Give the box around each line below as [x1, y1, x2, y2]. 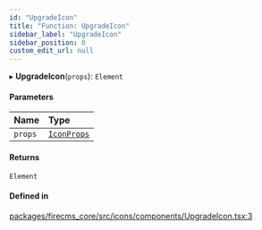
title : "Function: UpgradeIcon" [9, 21, 130, 30]
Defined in [9, 191, 49, 201]
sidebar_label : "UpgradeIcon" [9, 30, 123, 38]
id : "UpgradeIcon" [9, 13, 78, 22]
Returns [9, 151, 40, 162]
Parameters [9, 91, 54, 102]
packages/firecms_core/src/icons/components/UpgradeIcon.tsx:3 [9, 210, 253, 221]
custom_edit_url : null [9, 47, 94, 55]
